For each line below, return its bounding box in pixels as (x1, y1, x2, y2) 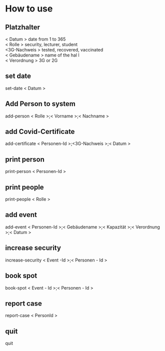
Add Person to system (5, 99, 76, 108)
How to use (5, 3, 53, 14)
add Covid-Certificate (5, 127, 75, 136)
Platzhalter (5, 23, 40, 31)
